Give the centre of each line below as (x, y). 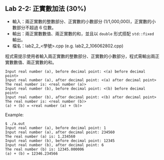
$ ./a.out (15, 123)
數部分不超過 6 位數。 (34, 27)
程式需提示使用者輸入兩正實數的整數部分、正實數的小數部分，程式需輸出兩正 (82, 56)
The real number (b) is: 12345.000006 (45, 149)
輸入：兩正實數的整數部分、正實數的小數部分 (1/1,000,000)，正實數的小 (84, 21)
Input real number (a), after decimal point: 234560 (60, 132)
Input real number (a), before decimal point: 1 (56, 128)
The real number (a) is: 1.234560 (40, 136)
